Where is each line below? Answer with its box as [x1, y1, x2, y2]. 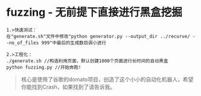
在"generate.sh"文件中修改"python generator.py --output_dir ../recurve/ [6, 33, 190, 39]
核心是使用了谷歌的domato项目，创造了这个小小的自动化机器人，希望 [21, 75, 194, 83]
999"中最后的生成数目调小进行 [41, 40, 107, 46]
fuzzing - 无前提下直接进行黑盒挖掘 [6, 5, 182, 19]
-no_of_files [6, 40, 39, 46]
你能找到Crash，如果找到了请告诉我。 [21, 83, 116, 91]
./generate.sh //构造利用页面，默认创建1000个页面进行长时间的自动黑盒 [6, 58, 168, 64]
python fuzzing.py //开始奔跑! [6, 64, 81, 70]
